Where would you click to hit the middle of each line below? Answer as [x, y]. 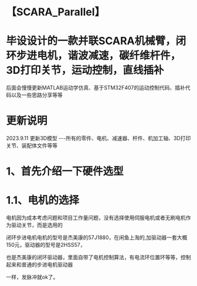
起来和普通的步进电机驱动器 [40, 265]
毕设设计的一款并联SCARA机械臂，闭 [96, 41]
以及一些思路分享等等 [37, 95]
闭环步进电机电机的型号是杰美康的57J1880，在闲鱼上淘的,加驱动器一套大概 [97, 237]
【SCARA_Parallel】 [56, 12]
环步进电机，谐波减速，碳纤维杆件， [94, 56]
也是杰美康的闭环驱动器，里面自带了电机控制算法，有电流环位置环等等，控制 [98, 257]
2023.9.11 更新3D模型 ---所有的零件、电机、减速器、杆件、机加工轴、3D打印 [98, 138]
